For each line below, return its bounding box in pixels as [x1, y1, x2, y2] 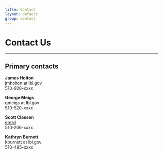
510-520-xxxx [5, 105, 33, 111]
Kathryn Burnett [5, 134, 39, 140]
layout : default [5, 12, 38, 16]
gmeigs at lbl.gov [5, 100, 40, 106]
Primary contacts [5, 62, 59, 70]
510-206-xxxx [5, 124, 33, 131]
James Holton [5, 75, 34, 81]
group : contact [5, 16, 36, 21]
